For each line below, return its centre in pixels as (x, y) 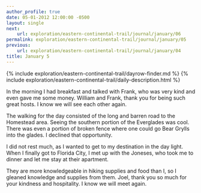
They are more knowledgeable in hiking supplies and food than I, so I (91, 171)
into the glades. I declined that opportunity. (59, 135)
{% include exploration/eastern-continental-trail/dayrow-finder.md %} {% (97, 73)
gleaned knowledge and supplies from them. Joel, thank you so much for (97, 177)
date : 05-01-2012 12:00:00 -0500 (48, 17)
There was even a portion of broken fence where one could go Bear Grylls (98, 128)
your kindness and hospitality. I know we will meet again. (76, 183)
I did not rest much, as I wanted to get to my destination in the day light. (95, 146)
